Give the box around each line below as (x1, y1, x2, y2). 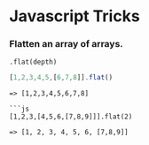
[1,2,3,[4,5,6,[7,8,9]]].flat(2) (9, 112, 133, 121)
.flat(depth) (9, 57, 58, 67)
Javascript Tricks (9, 6, 140, 27)
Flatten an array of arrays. (9, 38, 124, 50)
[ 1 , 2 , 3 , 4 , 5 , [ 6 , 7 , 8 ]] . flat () (9, 73, 114, 82)
